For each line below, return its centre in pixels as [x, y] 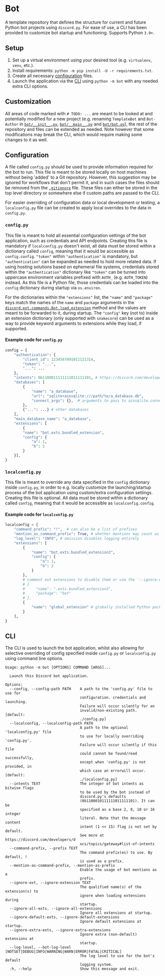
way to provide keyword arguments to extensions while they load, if [73, 323]
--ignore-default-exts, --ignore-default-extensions [65, 917]
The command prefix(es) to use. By [116, 853]
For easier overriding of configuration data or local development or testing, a [82, 203]
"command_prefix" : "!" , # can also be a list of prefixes [76, 530]
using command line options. [34, 659]
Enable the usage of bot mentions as [118, 870]
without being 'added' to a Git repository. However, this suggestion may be [81, 177]
